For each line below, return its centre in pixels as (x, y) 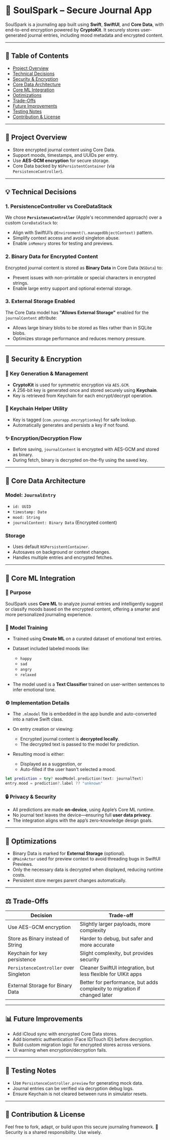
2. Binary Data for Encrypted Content (52, 257)
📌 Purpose (18, 592)
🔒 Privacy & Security (31, 797)
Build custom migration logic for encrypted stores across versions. (82, 1045)
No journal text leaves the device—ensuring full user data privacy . (82, 815)
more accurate (97, 945)
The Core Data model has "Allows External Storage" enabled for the (77, 312)
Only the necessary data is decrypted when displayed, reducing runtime (88, 869)
